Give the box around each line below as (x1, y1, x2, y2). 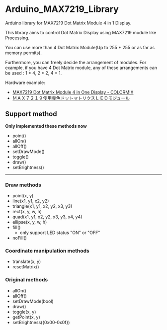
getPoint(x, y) (12, 314, 41, 320)
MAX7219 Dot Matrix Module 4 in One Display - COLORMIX (12, 89, 134, 95)
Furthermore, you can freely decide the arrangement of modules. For (5, 59, 147, 65)
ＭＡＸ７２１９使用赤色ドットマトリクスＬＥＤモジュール (12, 95, 130, 101)
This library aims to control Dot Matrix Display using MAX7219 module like (5, 29, 157, 35)
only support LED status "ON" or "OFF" (19, 230, 100, 236)
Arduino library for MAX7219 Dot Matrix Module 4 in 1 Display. (5, 20, 132, 26)
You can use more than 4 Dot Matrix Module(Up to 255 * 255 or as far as (5, 44, 155, 50)
